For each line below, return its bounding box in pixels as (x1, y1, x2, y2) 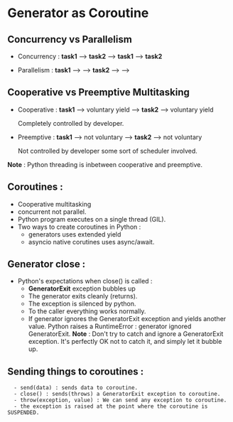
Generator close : (7, 258, 86, 271)
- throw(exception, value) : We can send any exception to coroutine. (13, 396, 227, 404)
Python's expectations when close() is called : (17, 277, 153, 286)
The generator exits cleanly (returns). (28, 292, 138, 301)
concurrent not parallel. (17, 207, 87, 216)
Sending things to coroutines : (7, 365, 144, 377)
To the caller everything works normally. (28, 307, 146, 315)
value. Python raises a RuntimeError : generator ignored (28, 322, 192, 331)
